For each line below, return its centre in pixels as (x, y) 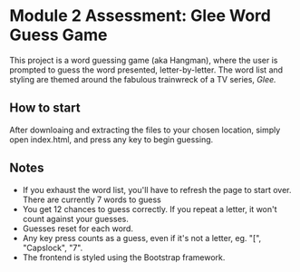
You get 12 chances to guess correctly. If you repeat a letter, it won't (150, 209)
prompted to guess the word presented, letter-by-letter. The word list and (146, 70)
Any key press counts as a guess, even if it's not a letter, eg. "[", (142, 238)
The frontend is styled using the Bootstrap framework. (124, 257)
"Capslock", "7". (53, 248)
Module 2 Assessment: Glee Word (140, 16)
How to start (45, 108)
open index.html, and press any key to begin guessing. (111, 139)
